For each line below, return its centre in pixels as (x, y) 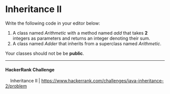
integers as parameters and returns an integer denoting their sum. (81, 38)
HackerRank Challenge (30, 69)
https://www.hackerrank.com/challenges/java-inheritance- (102, 81)
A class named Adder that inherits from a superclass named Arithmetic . (87, 43)
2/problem (16, 86)
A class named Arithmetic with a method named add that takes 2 (80, 33)
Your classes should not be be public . (45, 53)
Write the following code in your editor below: (53, 23)
